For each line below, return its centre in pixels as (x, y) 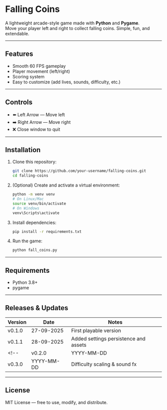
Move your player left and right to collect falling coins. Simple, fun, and (78, 28)
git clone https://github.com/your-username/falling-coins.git (79, 171)
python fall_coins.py (35, 250)
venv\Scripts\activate (36, 213)
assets (79, 345)
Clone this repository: (34, 162)
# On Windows (26, 208)
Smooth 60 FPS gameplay (39, 66)
